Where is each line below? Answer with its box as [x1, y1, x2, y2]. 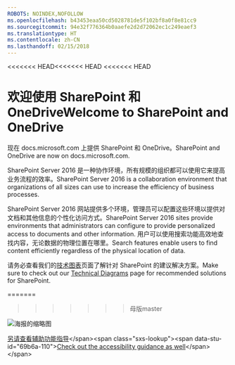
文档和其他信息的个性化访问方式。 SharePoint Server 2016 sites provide [7, 213, 213, 222]
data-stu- [194, 334, 222, 342]
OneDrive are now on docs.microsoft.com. [7, 151, 130, 160]
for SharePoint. [7, 276, 51, 285]
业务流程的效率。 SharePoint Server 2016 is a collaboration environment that [7, 174, 227, 183]
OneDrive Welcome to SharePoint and [7, 105, 229, 120]
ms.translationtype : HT [7, 30, 77, 37]
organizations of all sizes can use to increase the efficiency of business [7, 182, 215, 191]
